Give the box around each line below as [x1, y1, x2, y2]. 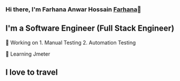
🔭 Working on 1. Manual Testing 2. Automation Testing [5, 39, 136, 46]
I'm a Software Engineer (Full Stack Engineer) [5, 23, 175, 33]
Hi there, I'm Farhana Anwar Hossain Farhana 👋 [5, 5, 141, 14]
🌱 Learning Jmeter [5, 50, 50, 58]
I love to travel [5, 67, 58, 77]
